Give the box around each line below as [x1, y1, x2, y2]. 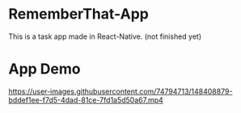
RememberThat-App [8, 5, 150, 23]
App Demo [8, 60, 81, 78]
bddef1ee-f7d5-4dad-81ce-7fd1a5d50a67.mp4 [8, 94, 163, 105]
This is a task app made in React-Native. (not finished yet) [8, 31, 202, 41]
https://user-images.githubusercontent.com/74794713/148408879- [8, 86, 233, 96]
